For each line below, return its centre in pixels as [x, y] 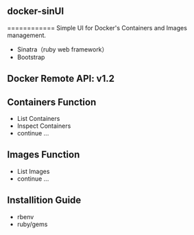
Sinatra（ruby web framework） [62, 49]
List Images [33, 171]
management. [27, 35]
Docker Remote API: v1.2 [61, 79]
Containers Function [52, 102]
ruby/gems [32, 224]
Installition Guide [44, 200]
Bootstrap [31, 57]
